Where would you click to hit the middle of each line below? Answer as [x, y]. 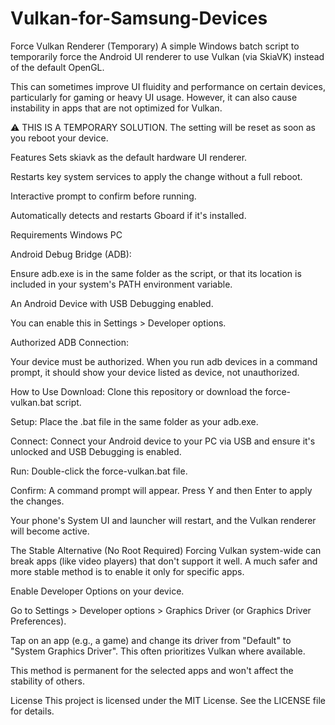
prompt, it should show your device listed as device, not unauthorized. [155, 372]
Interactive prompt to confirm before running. [103, 196]
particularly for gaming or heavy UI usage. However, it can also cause [154, 97]
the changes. [37, 501]
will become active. [50, 531]
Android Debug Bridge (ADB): [71, 254]
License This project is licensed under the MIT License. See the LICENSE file [168, 700]
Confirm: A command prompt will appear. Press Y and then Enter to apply [161, 490]
